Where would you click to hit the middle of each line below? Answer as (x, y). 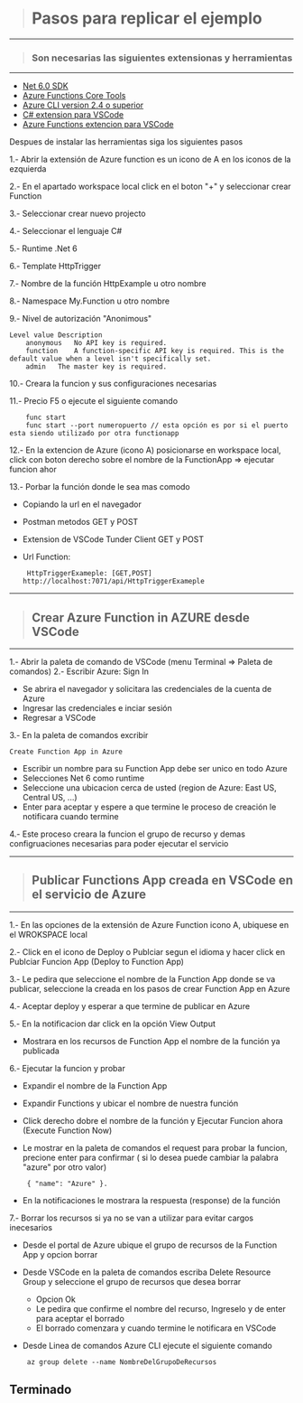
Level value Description (56, 335)
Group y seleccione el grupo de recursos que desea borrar (132, 1281)
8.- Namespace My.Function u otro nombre (89, 301)
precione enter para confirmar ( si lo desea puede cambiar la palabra (151, 1157)
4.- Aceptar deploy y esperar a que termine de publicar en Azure (130, 1005)
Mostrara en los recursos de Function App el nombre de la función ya (151, 1041)
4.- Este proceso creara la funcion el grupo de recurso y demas (128, 834)
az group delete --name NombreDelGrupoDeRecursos (122, 1362)
